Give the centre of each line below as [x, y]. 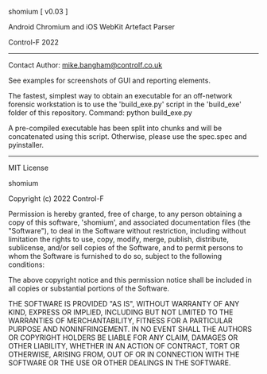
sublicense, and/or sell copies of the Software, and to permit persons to [126, 248]
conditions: [27, 264]
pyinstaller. [26, 145]
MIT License [29, 168]
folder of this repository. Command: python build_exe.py [100, 113]
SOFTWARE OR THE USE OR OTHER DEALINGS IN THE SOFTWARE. [120, 363]
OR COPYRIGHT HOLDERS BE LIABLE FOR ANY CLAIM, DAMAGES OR [123, 337]
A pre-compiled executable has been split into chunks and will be [115, 128]
